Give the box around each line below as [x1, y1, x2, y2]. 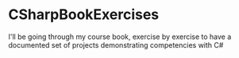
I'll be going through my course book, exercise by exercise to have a [8, 32, 232, 41]
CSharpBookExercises [8, 6, 160, 24]
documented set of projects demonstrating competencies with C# [8, 40, 224, 49]
